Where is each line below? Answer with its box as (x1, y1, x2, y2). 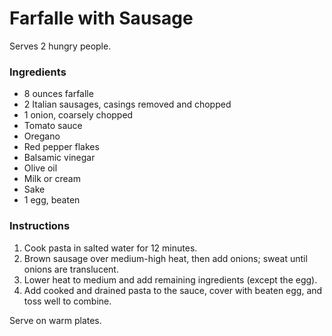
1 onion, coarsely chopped (23, 109, 134, 121)
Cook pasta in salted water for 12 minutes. (23, 242, 198, 254)
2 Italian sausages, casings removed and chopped (23, 98, 232, 111)
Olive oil (23, 162, 58, 174)
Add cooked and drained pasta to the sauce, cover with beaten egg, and (23, 284, 323, 296)
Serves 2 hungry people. (9, 40, 112, 52)
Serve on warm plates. (9, 314, 102, 326)
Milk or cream (23, 173, 81, 185)
